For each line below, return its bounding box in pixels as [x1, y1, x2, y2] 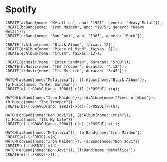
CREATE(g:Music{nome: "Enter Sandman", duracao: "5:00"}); [5, 59, 131, 65]
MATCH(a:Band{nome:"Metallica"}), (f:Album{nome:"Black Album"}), [5, 77, 147, 83]
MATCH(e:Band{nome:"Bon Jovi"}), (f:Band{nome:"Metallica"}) [5, 147, 136, 153]
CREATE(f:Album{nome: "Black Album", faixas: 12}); [5, 42, 115, 47]
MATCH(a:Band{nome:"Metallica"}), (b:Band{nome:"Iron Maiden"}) [5, 130, 142, 135]
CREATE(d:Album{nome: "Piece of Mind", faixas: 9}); [5, 46, 118, 51]
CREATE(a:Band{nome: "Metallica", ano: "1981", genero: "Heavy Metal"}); [5, 20, 163, 25]
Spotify [5, 4, 37, 15]
